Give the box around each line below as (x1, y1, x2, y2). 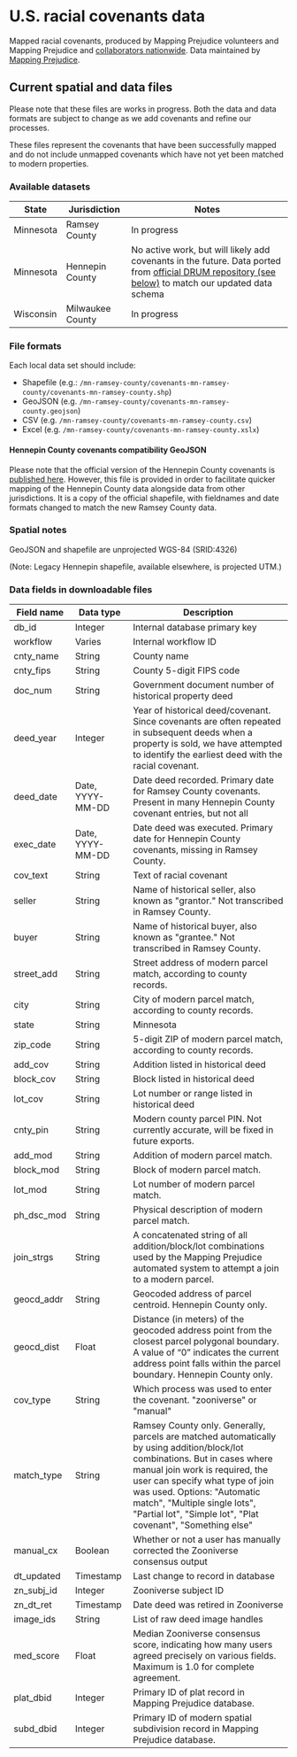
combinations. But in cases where (132, 1452, 273, 1465)
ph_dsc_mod (13, 1209, 67, 1221)
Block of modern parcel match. (132, 1164, 261, 1176)
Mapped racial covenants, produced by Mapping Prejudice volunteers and (9, 35, 279, 46)
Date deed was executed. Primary (132, 822, 274, 834)
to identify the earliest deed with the (132, 748, 283, 761)
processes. (9, 122, 50, 133)
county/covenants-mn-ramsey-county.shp (21, 388, 170, 398)
